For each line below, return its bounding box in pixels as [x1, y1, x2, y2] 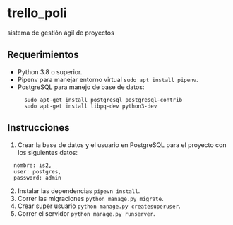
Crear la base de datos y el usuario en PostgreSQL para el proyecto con [17, 140, 227, 149]
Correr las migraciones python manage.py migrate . [17, 194, 164, 202]
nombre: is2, [13, 161, 52, 169]
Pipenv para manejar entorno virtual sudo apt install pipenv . [17, 75, 199, 83]
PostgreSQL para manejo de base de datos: [17, 83, 145, 91]
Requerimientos [7, 49, 79, 61]
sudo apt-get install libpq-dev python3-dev [24, 103, 157, 110]
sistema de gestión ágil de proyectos [7, 28, 114, 37]
